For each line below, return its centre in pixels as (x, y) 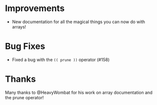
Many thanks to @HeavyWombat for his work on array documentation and (79, 92)
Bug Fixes (25, 46)
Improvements (35, 8)
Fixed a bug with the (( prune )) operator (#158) (61, 59)
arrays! (19, 26)
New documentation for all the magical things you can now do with (78, 22)
